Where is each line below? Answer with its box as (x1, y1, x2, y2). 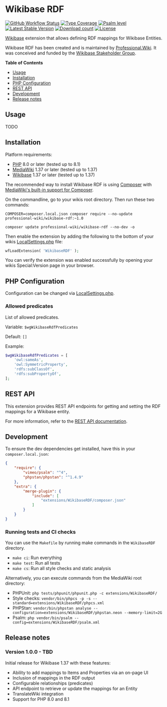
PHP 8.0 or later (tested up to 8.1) (12, 161, 81, 167)
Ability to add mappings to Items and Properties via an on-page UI (12, 670, 149, 676)
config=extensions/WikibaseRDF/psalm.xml (12, 620, 100, 625)
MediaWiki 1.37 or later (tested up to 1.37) (12, 166, 98, 172)
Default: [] (5, 333, 27, 339)
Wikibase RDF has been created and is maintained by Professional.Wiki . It (5, 44, 157, 50)
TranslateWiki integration (12, 691, 64, 697)
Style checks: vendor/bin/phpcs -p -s (12, 596, 91, 602)
